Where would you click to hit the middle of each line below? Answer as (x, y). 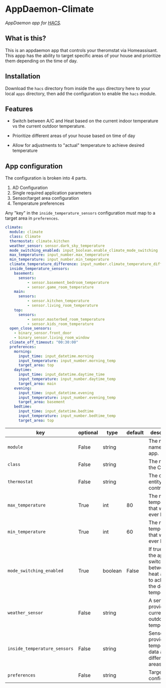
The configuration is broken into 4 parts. (46, 178)
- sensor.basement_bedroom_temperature (68, 282)
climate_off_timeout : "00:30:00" (44, 342)
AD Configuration (30, 188)
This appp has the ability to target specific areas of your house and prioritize (83, 55)
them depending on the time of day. (41, 61)
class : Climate (25, 236)
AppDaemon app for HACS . (33, 23)
